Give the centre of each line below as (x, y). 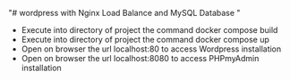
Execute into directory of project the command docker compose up (145, 40)
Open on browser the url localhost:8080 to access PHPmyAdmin (140, 58)
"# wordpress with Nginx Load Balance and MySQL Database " (124, 13)
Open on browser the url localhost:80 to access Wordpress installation (151, 49)
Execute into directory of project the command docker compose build (149, 30)
